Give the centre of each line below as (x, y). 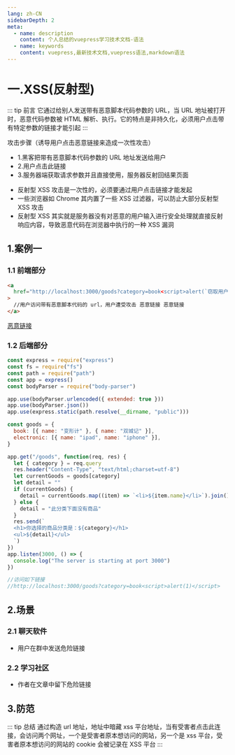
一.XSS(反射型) (51, 90)
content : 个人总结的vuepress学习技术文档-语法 (82, 40)
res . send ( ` (29, 522)
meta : (15, 27)
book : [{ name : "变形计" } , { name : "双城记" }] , (84, 431)
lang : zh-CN (24, 14)
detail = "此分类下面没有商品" (60, 509)
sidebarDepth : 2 (31, 20)
